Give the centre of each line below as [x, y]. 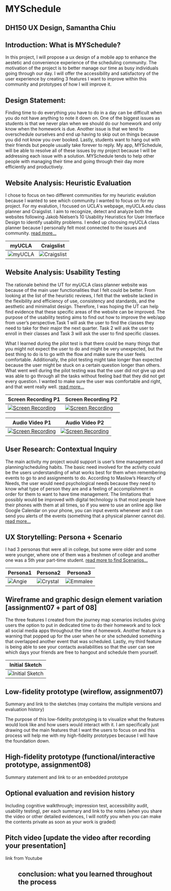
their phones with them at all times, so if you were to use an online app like [83, 505]
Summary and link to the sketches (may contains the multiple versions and [83, 704]
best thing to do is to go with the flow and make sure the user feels [75, 354]
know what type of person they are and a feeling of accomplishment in [79, 489]
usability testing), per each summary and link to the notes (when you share [84, 811]
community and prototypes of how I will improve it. [59, 84]
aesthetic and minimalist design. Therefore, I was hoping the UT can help [82, 306]
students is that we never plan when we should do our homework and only [83, 123]
